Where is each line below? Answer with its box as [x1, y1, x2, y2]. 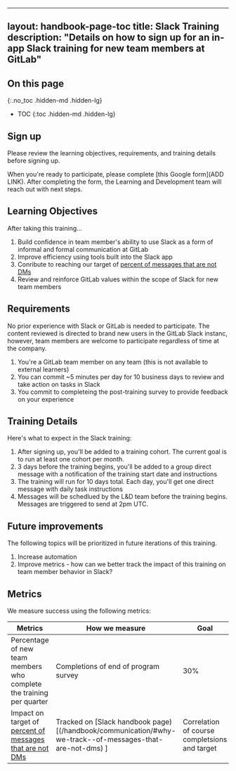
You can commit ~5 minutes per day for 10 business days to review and [17, 372, 225, 381]
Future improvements [7, 520, 104, 532]
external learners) [17, 365, 70, 374]
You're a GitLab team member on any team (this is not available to [17, 357, 209, 366]
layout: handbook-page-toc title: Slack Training [7, 20, 220, 32]
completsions [182, 734, 228, 744]
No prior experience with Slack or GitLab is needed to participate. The [7, 321, 210, 330]
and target [182, 744, 217, 753]
